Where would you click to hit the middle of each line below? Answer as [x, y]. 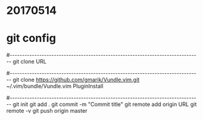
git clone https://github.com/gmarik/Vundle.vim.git [76, 80]
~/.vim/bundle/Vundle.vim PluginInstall [55, 86]
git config [31, 38]
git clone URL [30, 62]
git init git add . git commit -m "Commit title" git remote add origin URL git [105, 104]
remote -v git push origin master [47, 111]
